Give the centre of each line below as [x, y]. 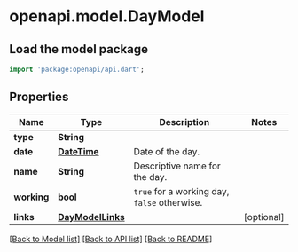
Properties [39, 97]
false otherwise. [168, 202]
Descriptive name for [177, 166]
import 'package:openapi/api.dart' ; [77, 69]
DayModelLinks [91, 217]
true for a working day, [181, 191]
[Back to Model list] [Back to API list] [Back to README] [111, 239]
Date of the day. [167, 151]
